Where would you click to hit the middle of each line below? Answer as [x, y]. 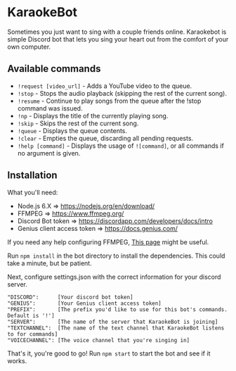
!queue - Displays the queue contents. [72, 130]
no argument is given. [49, 153]
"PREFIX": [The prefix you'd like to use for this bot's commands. [118, 309]
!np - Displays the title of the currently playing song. [93, 115]
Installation [32, 176]
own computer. [29, 46]
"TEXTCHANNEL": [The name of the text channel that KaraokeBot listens [116, 328]
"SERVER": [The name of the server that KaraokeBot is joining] [113, 322]
